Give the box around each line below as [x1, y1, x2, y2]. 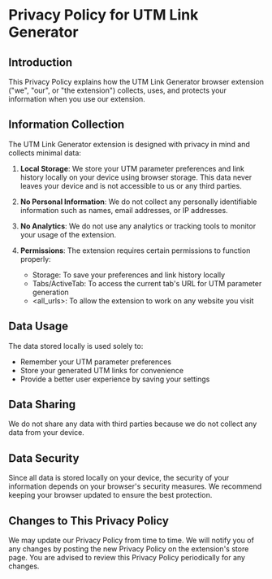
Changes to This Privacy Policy [8, 514, 169, 528]
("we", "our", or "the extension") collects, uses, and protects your [8, 85, 227, 95]
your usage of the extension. [19, 229, 117, 239]
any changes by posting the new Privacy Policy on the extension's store [8, 544, 249, 554]
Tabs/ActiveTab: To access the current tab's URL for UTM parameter [32, 278, 262, 288]
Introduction [8, 55, 73, 69]
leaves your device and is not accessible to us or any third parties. [19, 181, 242, 190]
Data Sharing [8, 398, 76, 411]
